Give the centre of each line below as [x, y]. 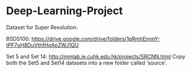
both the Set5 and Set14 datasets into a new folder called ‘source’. [87, 63]
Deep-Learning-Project [64, 11]
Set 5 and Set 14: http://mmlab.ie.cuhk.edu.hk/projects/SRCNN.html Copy [96, 56]
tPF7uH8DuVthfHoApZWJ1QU [43, 45]
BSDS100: [18, 38]
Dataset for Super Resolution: [42, 27]
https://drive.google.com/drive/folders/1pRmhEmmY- [96, 38]
